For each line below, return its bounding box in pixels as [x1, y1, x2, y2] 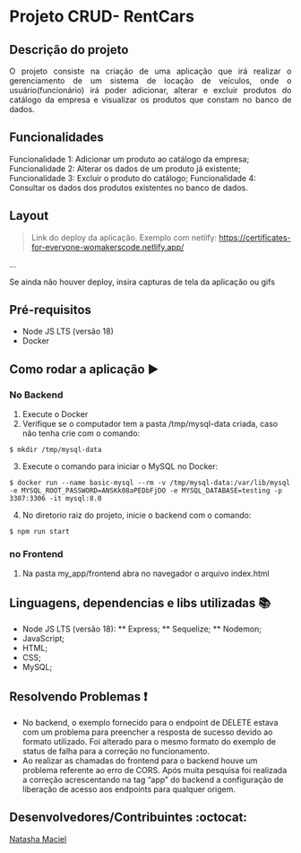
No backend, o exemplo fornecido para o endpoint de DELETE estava [21, 718, 279, 728]
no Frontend [9, 548, 64, 561]
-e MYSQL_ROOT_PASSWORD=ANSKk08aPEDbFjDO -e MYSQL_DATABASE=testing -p [9, 486, 282, 495]
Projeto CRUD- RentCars [9, 6, 195, 27]
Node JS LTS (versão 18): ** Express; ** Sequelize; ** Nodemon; [21, 623, 262, 634]
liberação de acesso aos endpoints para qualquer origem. [21, 784, 236, 795]
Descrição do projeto [9, 42, 129, 57]
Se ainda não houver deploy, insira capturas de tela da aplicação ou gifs [9, 276, 276, 287]
